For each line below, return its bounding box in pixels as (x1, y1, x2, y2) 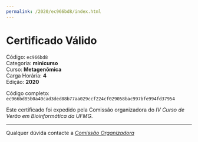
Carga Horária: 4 (6, 72, 47, 79)
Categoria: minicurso (6, 59, 58, 66)
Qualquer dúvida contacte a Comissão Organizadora (6, 129, 134, 136)
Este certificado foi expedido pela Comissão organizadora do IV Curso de (6, 106, 184, 113)
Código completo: (6, 89, 50, 97)
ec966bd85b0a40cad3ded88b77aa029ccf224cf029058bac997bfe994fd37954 (6, 96, 176, 102)
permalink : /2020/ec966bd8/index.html (6, 8, 101, 15)
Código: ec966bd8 (6, 53, 48, 60)
